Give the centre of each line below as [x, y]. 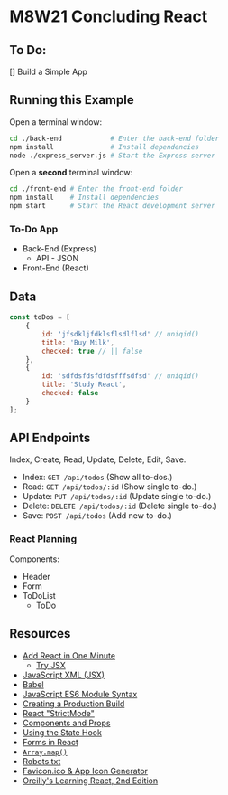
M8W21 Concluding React [109, 17]
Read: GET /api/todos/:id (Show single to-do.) [109, 487]
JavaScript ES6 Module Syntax [80, 694]
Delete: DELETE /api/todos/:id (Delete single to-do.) [120, 506]
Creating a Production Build [73, 704]
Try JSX [50, 665]
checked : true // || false [92, 351]
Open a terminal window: [55, 122]
